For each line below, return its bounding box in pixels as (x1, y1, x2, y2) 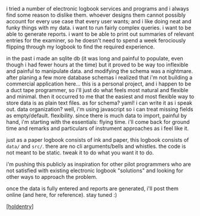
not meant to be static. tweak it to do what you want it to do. (6, 149, 154, 156)
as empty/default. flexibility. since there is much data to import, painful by (6, 112, 187, 119)
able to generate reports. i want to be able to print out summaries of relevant (6, 31, 194, 38)
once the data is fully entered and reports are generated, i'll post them (6, 185, 179, 192)
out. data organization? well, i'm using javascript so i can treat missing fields (6, 106, 193, 112)
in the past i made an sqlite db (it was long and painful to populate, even (6, 55, 183, 62)
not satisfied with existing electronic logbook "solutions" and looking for (6, 167, 183, 174)
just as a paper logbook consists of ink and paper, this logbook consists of (6, 136, 189, 143)
